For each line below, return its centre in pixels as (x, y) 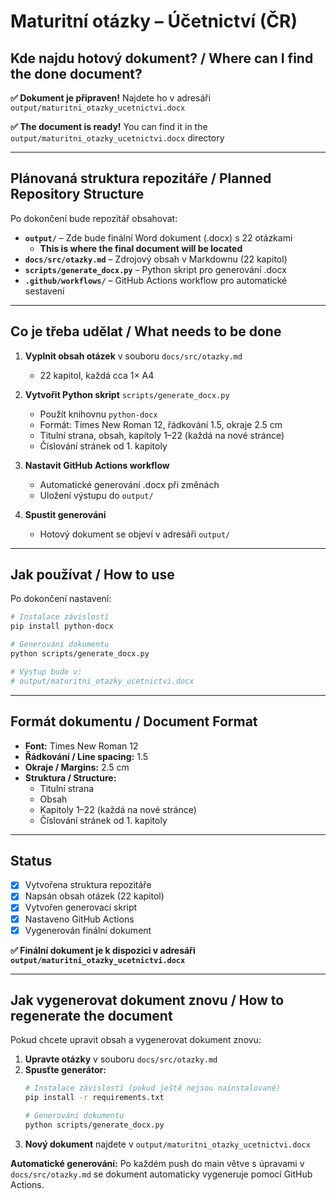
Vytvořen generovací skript (81, 907)
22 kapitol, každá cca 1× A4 (97, 375)
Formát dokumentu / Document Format (134, 721)
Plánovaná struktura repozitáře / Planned (141, 178)
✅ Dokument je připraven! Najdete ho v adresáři (111, 98)
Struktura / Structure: (70, 777)
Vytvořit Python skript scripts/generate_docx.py (127, 394)
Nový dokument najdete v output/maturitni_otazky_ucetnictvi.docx (167, 1144)
